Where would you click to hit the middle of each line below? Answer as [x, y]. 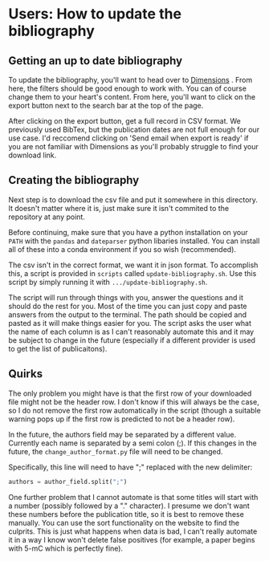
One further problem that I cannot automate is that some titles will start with [133, 497]
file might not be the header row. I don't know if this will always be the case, [134, 401]
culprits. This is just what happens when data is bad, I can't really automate [133, 531]
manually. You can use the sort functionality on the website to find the [124, 522]
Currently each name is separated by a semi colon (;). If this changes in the [132, 443]
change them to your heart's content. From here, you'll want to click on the [132, 97]
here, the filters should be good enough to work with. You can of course [128, 88]
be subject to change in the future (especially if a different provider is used [132, 340]
